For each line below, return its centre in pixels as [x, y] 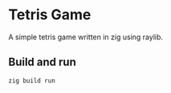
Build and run [42, 62]
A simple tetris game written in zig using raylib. [85, 37]
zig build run [32, 81]
